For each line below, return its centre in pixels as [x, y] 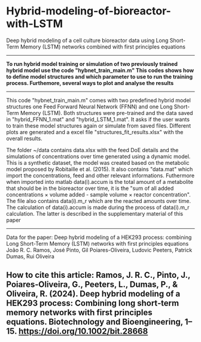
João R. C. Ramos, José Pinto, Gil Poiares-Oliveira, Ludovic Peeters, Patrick [99, 250]
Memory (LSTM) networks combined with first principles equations [103, 47]
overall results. [25, 138]
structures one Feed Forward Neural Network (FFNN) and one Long [89, 107]
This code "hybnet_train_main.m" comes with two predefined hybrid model [99, 100]
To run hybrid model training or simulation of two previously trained [92, 63]
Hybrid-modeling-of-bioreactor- [89, 11]
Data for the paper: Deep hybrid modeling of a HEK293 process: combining [99, 237]
